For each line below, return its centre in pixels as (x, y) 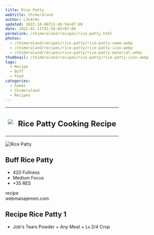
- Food (17, 76)
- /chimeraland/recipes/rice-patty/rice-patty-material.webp (76, 52)
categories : (18, 81)
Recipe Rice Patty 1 (36, 214)
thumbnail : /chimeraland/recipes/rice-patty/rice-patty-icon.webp (77, 57)
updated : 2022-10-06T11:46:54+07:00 (44, 24)
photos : (13, 39)
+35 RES (22, 183)
